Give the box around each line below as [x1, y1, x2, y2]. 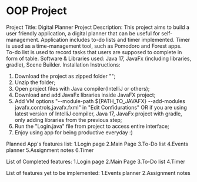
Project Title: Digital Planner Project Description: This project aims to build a [6, 24, 190, 31]
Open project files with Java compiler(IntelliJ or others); [14, 85, 150, 92]
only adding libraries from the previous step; [14, 116, 122, 123]
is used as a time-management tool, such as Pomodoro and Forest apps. [6, 42, 182, 49]
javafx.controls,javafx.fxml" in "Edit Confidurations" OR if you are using [14, 104, 187, 111]
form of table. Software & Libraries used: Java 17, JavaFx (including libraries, [6, 55, 192, 62]
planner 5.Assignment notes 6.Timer [6, 146, 94, 154]
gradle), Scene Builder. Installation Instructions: [6, 61, 121, 68]
